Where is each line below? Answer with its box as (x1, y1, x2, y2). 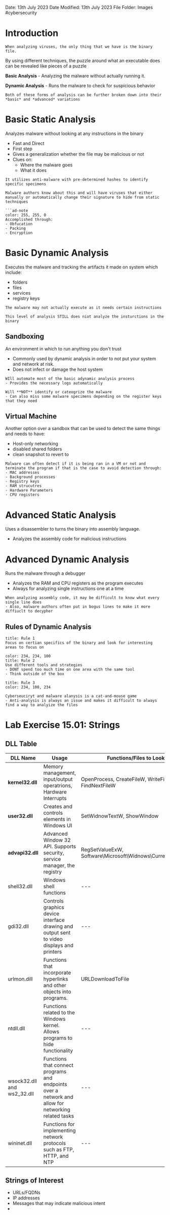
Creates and (43, 803, 72, 810)
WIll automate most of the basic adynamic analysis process (5, 376, 135, 381)
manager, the (43, 862, 75, 869)
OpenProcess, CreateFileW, (80, 776, 147, 783)
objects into (43, 988, 71, 995)
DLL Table (5, 739, 37, 748)
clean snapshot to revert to (12, 452, 69, 458)
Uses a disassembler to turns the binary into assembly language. (5, 526, 141, 532)
